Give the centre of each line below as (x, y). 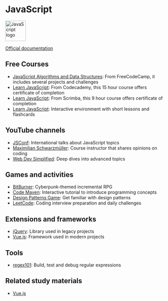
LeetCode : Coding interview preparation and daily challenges (77, 203)
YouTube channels (35, 130)
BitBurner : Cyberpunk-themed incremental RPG (63, 187)
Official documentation (29, 48)
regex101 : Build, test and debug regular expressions (67, 265)
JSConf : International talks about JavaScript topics (66, 142)
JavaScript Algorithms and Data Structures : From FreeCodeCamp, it (84, 76)
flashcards (24, 114)
